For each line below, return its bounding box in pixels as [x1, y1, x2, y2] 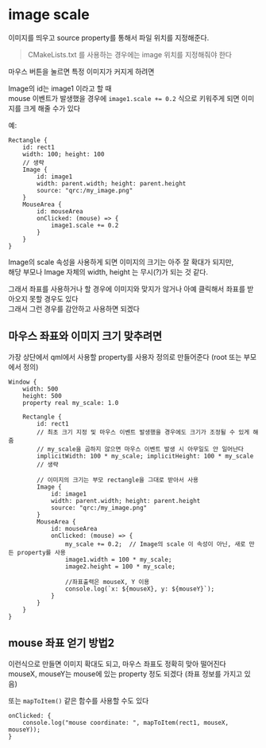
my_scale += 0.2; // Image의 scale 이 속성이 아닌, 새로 [64, 540, 246, 548]
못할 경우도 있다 [29, 294, 79, 303]
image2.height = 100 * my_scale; [64, 563, 176, 571]
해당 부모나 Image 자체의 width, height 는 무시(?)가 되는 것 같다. [8, 267, 209, 276]
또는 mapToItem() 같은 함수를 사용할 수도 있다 [8, 695, 149, 705]
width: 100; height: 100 [22, 150, 105, 158]
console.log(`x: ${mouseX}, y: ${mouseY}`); [64, 585, 215, 593]
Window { [8, 378, 37, 386]
